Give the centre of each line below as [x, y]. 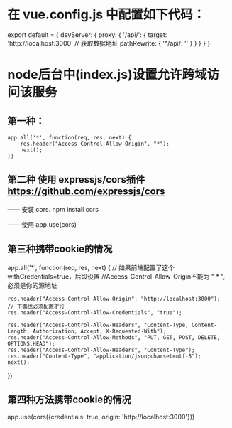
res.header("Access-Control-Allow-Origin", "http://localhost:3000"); [114, 299]
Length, [19, 331]
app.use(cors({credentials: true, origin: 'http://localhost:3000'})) [101, 417]
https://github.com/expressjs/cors [86, 192]
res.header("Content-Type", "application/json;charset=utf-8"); [104, 356]
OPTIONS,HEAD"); [31, 343]
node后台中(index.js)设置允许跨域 [107, 75]
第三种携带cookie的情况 [60, 249]
